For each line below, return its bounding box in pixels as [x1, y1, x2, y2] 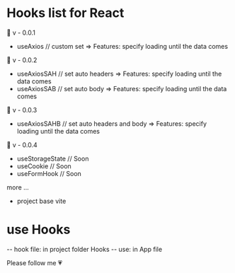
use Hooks [6, 221, 71, 238]
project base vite [16, 197, 67, 205]
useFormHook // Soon [16, 169, 82, 178]
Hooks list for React [6, 5, 125, 21]
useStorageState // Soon [16, 154, 89, 163]
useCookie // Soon [16, 161, 71, 170]
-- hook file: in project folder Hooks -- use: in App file [6, 245, 163, 253]
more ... [6, 182, 29, 192]
